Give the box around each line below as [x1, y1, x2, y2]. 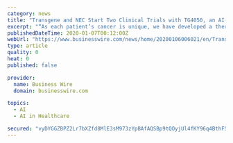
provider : [7, 74, 36, 81]
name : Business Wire [13, 81, 73, 87]
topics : [7, 100, 30, 107]
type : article [7, 42, 49, 49]
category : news [7, 10, 51, 17]
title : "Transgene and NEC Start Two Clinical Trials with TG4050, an [7, 17, 216, 24]
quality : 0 [7, 49, 39, 56]
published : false [7, 62, 58, 69]
